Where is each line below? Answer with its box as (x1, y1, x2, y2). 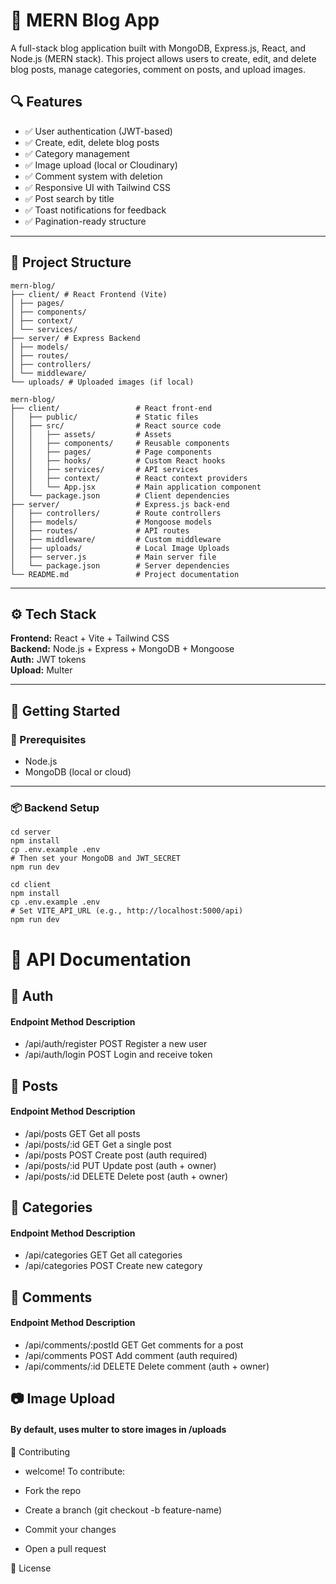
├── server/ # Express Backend (10, 333, 141, 343)
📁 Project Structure (10, 254, 132, 271)
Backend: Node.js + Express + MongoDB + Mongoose (10, 643, 235, 655)
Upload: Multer (10, 664, 73, 676)
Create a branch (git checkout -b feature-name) (24, 1504, 223, 1516)
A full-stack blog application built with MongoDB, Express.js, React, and (10, 42, 307, 54)
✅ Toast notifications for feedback (24, 204, 167, 216)
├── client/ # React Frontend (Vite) (10, 289, 168, 299)
